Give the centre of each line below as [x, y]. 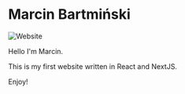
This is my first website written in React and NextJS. [92, 66]
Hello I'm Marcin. [36, 51]
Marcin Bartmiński [70, 14]
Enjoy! [18, 81]
